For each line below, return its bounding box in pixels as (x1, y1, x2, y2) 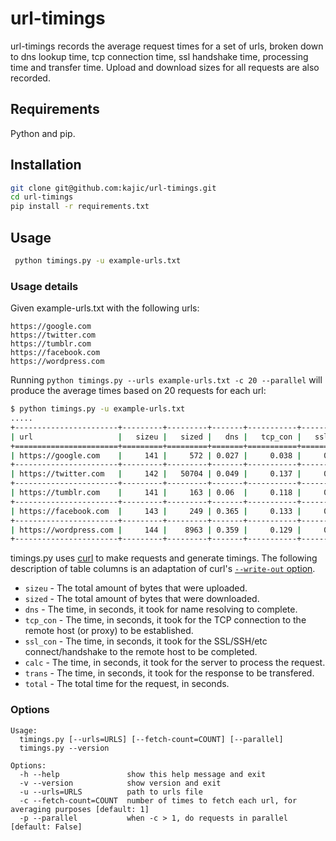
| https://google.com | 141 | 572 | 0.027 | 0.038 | (10, 450, 302, 461)
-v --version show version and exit (19, 778, 222, 788)
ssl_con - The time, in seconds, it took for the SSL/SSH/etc (24, 635, 268, 647)
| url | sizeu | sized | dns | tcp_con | (10, 432, 302, 442)
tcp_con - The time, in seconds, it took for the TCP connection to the (24, 614, 307, 626)
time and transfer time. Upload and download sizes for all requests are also (10, 61, 320, 73)
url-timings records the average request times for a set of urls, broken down (10, 40, 324, 52)
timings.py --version (19, 743, 110, 753)
